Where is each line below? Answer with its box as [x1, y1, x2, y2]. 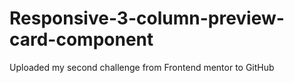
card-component [9, 28, 154, 51]
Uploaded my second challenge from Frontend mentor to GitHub [9, 61, 275, 73]
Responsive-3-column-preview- [9, 7, 285, 30]
